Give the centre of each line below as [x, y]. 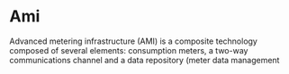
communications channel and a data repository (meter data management [144, 60]
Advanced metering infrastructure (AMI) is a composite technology [134, 41]
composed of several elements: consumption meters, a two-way [129, 50]
